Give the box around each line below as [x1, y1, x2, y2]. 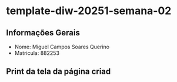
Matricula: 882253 [14, 50, 60, 57]
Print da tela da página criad [6, 67, 111, 77]
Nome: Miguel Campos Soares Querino [14, 43, 110, 50]
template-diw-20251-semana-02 [6, 4, 172, 18]
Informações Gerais [6, 28, 81, 38]
